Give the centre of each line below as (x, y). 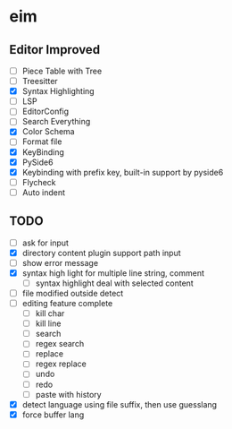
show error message (60, 262)
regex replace (61, 364)
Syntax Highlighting (58, 91)
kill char (50, 313)
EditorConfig (46, 112)
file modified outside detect (73, 293)
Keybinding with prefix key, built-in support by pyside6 (123, 172)
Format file (42, 142)
